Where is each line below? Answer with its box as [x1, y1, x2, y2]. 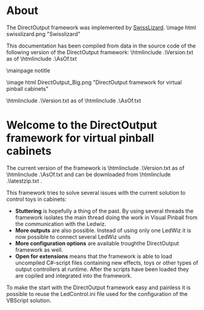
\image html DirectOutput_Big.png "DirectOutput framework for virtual [6, 79, 182, 86]
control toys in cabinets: [6, 196, 67, 203]
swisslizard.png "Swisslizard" [6, 30, 81, 37]
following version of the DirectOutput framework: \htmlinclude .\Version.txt [6, 48, 194, 55]
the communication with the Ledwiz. [15, 220, 107, 227]
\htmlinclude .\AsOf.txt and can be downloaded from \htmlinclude [6, 171, 171, 178]
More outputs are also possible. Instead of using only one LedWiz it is [15, 227, 192, 234]
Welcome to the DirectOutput [6, 118, 157, 132]
